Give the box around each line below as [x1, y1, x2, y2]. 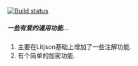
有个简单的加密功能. [17, 51, 75, 60]
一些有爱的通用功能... [7, 23, 70, 32]
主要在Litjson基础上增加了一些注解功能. [17, 42, 132, 51]
